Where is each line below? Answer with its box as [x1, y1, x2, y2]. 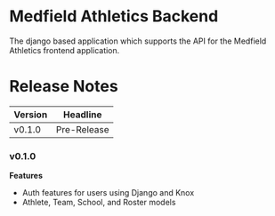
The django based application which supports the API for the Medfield [9, 36, 267, 46]
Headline [63, 108, 102, 121]
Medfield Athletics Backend [9, 6, 219, 27]
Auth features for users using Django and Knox [21, 188, 195, 198]
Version [13, 108, 48, 121]
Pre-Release [56, 123, 109, 135]
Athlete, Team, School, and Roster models [21, 197, 176, 208]
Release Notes [9, 76, 118, 97]
